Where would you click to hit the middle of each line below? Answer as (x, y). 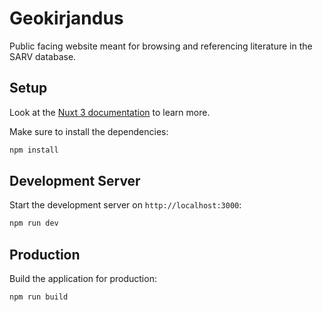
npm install (34, 150)
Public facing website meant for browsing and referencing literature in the (161, 46)
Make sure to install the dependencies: (89, 131)
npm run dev (34, 223)
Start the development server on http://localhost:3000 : (125, 205)
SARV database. (43, 56)
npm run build (39, 297)
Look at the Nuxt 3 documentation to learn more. (110, 112)
